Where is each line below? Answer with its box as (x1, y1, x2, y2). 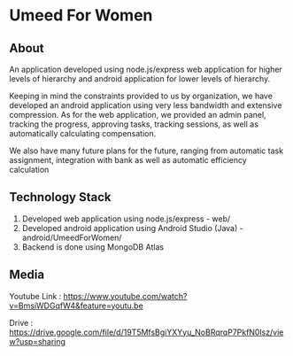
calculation (9, 165, 50, 174)
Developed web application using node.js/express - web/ (21, 213, 231, 224)
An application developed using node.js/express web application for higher (9, 64, 283, 74)
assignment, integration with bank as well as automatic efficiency (9, 155, 248, 165)
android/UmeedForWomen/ (21, 232, 122, 243)
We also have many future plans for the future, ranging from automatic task (9, 145, 284, 156)
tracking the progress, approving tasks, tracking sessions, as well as (9, 119, 259, 129)
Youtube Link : (9, 290, 62, 301)
